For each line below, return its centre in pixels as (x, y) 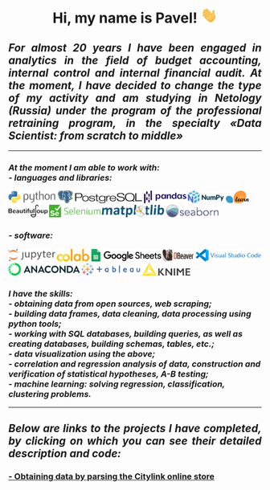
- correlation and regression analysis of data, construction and (135, 364)
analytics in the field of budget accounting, (135, 60)
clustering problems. (50, 394)
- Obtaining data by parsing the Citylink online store (112, 476)
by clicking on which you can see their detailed (135, 441)
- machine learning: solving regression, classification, (117, 384)
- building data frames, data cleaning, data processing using (130, 313)
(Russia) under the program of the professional (135, 110)
